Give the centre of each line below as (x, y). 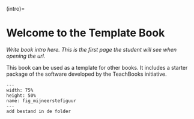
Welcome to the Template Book (86, 33)
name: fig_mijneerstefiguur (41, 101)
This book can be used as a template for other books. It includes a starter (97, 67)
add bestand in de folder (38, 111)
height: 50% (21, 96)
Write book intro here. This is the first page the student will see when (92, 49)
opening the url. (26, 56)
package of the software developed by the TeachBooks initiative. (86, 74)
